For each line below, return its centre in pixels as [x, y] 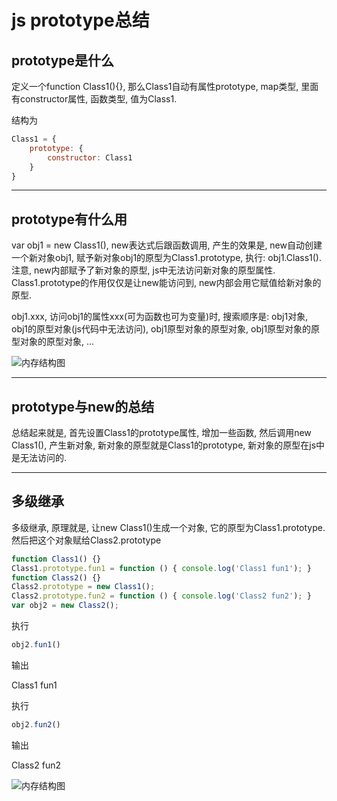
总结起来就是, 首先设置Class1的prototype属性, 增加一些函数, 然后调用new [161, 432]
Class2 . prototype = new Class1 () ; [83, 587]
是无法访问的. [39, 457]
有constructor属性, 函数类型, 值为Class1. [94, 99]
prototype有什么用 [69, 219]
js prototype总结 [80, 20]
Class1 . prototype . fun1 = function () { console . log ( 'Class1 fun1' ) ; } [161, 568]
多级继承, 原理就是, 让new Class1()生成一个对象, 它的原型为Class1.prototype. [168, 527]
